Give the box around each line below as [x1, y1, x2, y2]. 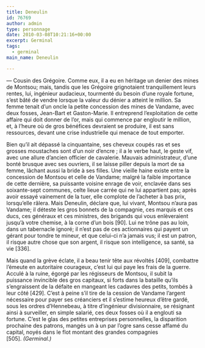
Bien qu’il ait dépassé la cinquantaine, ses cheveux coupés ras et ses [6, 140, 181, 148]
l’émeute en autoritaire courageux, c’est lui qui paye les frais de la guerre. [6, 263, 191, 270]
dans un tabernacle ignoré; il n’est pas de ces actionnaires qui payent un [6, 225, 189, 233]
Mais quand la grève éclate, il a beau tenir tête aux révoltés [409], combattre [6, 257, 199, 264]
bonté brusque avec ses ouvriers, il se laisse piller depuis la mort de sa [6, 160, 185, 167]
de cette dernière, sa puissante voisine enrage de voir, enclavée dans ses [6, 180, 191, 187]
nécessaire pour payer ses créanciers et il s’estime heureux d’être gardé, [6, 295, 189, 303]
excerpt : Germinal [6, 37, 53, 43]
